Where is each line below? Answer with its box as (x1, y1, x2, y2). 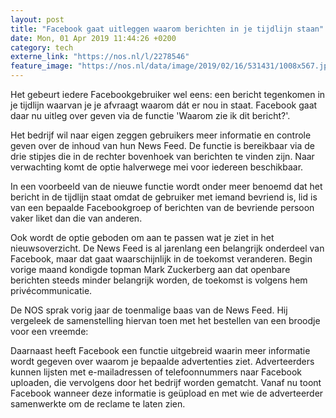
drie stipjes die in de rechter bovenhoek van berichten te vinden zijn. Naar (10, 151, 315, 162)
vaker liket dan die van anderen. (10, 212, 143, 224)
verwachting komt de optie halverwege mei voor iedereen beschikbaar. (10, 161, 304, 173)
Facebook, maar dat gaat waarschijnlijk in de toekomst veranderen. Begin (10, 253, 313, 265)
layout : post (10, 14, 65, 25)
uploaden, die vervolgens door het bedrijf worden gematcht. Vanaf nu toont (10, 377, 322, 388)
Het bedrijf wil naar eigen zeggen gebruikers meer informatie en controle (10, 129, 312, 141)
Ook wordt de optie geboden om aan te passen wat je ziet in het (10, 232, 275, 243)
